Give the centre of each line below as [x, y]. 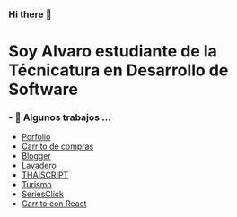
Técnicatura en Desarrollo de [118, 70]
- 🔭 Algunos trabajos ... [60, 117]
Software [43, 90]
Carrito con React [54, 204]
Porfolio [36, 137]
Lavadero [39, 166]
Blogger [36, 156]
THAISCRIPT [45, 175]
